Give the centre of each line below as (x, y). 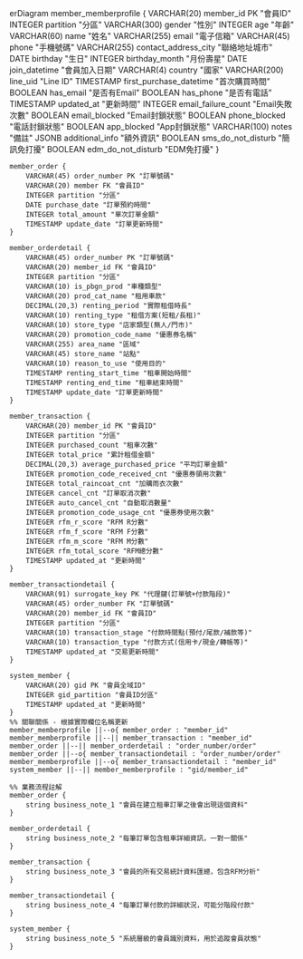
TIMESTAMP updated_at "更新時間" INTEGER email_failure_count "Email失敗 (151, 104)
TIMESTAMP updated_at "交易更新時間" (93, 652)
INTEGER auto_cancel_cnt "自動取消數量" (99, 503)
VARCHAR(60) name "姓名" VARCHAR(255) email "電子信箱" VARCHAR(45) (150, 36)
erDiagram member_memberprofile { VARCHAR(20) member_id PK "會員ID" (151, 13)
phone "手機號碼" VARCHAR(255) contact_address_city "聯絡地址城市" (141, 47)
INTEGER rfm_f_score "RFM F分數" (87, 532)
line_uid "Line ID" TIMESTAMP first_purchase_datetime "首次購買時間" (140, 81)
